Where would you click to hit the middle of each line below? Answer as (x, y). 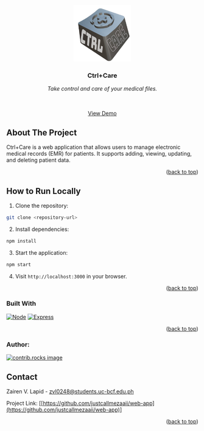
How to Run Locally (44, 191)
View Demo (102, 114)
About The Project (42, 132)
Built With (21, 303)
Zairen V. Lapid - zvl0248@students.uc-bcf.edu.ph (70, 391)
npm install (21, 241)
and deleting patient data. (39, 160)
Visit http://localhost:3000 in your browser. (71, 276)
